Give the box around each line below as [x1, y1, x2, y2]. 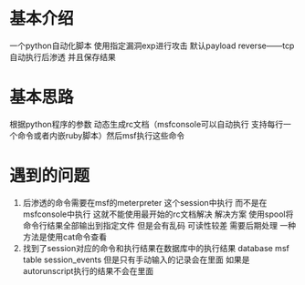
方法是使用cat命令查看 [22, 231, 108, 242]
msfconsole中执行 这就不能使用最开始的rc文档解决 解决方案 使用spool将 [22, 209, 294, 219]
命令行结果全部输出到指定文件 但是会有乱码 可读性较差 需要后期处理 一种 [22, 219, 297, 230]
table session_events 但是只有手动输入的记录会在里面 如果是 [22, 254, 250, 265]
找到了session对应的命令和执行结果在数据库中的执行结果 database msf [22, 242, 289, 253]
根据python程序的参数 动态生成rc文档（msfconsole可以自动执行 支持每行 [9, 118, 284, 129]
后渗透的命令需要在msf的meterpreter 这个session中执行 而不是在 [22, 197, 268, 208]
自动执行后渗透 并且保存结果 [9, 51, 116, 62]
